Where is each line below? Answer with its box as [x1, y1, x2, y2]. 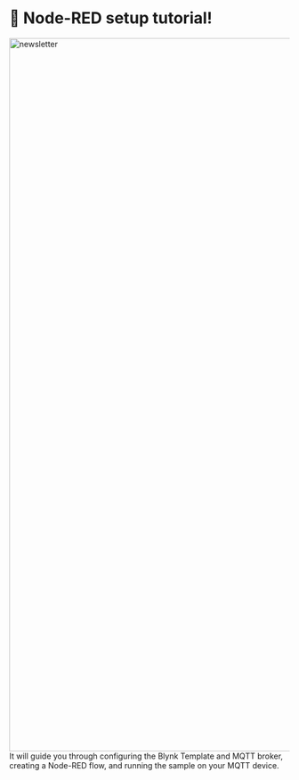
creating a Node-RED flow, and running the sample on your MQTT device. [9, 759, 279, 770]
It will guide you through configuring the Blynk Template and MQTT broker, [9, 751, 283, 761]
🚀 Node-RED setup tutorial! [9, 8, 213, 29]
